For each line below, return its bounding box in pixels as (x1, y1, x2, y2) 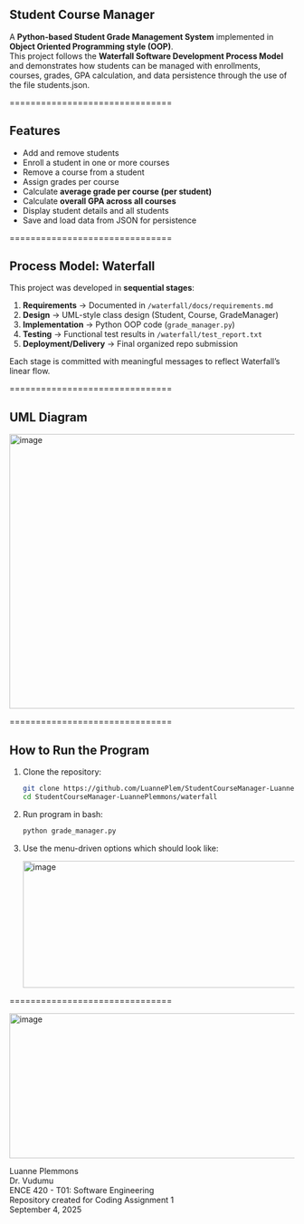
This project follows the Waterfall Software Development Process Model (9, 50, 283, 62)
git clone (22, 784, 61, 794)
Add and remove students (22, 147, 119, 158)
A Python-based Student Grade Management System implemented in (9, 31, 274, 42)
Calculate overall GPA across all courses (22, 195, 176, 207)
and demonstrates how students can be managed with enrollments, (9, 60, 261, 71)
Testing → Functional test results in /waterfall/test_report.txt (22, 329, 262, 340)
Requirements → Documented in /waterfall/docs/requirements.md (22, 300, 274, 311)
